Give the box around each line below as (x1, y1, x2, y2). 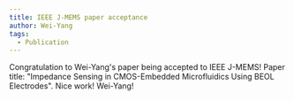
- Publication (17, 37, 69, 47)
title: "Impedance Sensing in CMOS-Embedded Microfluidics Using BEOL (9, 72, 275, 82)
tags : (9, 29, 29, 38)
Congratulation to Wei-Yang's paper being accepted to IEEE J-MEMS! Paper (9, 62, 285, 73)
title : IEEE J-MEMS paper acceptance (9, 12, 148, 22)
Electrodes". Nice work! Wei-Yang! (9, 81, 134, 91)
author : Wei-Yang (9, 21, 73, 30)
